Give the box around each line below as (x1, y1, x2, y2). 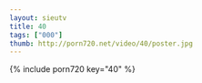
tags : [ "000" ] (9, 30, 64, 39)
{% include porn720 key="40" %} (9, 64, 136, 75)
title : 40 (9, 22, 47, 31)
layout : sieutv (9, 13, 67, 23)
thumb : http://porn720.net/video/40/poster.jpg (9, 38, 194, 48)
